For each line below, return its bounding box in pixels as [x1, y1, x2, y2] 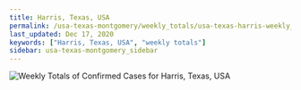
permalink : [9, 21, 50, 30]
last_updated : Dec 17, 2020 [9, 29, 115, 38]
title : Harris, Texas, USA [9, 12, 110, 22]
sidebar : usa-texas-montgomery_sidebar [9, 46, 159, 55]
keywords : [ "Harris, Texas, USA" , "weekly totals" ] [9, 37, 206, 47]
